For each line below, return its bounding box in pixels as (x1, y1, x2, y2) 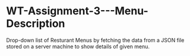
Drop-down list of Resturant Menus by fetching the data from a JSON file (6, 36, 185, 43)
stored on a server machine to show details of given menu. (6, 43, 150, 50)
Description (6, 17, 65, 30)
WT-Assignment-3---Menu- (6, 4, 148, 18)
